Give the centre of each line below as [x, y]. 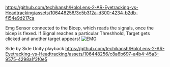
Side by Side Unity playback [35, 48]
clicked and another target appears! [43, 39]
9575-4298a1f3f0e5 [26, 59]
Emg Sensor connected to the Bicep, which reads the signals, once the [80, 28]
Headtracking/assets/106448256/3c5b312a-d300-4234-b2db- [72, 13]
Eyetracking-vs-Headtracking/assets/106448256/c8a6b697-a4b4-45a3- [82, 54]
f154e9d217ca [20, 18]
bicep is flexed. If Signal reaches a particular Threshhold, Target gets [78, 33]
